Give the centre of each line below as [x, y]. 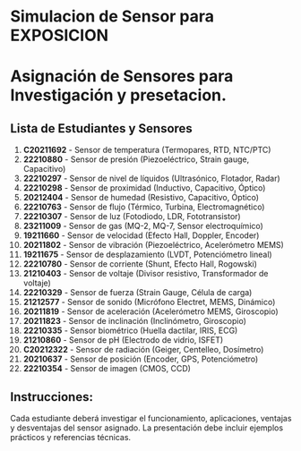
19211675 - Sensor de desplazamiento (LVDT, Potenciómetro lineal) [147, 255]
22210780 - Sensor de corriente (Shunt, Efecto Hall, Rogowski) [140, 264]
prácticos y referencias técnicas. [71, 437]
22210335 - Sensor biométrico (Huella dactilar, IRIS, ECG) [130, 331]
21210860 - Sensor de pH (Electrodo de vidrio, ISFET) [123, 340]
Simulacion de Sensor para [112, 17]
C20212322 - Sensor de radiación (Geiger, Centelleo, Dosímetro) [143, 350]
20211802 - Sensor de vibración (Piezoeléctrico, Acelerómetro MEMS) [154, 245]
